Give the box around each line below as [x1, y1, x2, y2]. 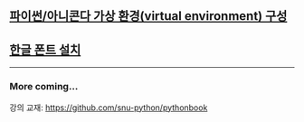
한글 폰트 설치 [9, 42, 81, 57]
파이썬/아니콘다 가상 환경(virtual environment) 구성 [9, 8, 288, 24]
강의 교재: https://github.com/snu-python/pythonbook [9, 102, 208, 113]
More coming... [9, 80, 79, 93]
